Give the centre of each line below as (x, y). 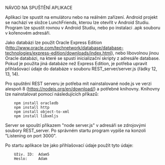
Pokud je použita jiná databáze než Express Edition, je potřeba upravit (76, 63)
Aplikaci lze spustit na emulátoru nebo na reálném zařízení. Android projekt (82, 17)
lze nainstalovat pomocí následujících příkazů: (52, 94)
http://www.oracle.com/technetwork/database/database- (65, 48)
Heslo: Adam (31, 159)
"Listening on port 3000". (31, 136)
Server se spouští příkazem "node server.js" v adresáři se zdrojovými (76, 125)
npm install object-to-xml (42, 112)
